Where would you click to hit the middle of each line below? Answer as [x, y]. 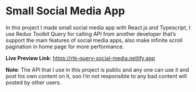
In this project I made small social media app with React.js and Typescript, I [98, 27]
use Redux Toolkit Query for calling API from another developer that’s [91, 33]
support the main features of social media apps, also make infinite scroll [94, 40]
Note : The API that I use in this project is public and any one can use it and [97, 69]
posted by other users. [33, 82]
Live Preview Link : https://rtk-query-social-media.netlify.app [80, 58]
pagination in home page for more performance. [65, 47]
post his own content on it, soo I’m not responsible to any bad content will [96, 76]
